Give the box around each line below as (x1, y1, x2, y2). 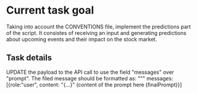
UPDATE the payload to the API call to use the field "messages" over (6, 69, 174, 76)
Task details (6, 53, 52, 63)
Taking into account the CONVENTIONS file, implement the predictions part (6, 23, 191, 30)
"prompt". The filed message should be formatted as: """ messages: (6, 74, 174, 82)
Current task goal (6, 4, 94, 17)
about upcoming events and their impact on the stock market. (6, 35, 158, 43)
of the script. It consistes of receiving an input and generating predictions (6, 29, 186, 36)
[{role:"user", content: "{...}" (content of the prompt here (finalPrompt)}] (6, 81, 182, 88)
